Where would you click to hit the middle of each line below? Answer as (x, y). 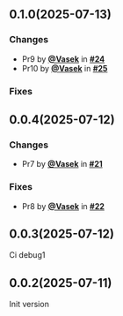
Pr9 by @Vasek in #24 (63, 59)
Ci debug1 (27, 255)
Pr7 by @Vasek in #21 (62, 164)
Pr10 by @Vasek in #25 (65, 68)
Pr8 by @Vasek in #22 (63, 206)
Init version (29, 305)
